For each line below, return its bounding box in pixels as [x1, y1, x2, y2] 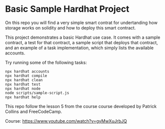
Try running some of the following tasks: [5, 59, 87, 65]
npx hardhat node [5, 86, 41, 91]
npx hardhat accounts [5, 69, 50, 74]
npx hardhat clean [5, 77, 43, 82]
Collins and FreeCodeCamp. [5, 108, 63, 114]
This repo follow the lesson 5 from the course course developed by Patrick [5, 103, 157, 109]
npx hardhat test [5, 82, 41, 87]
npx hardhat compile [5, 73, 48, 78]
